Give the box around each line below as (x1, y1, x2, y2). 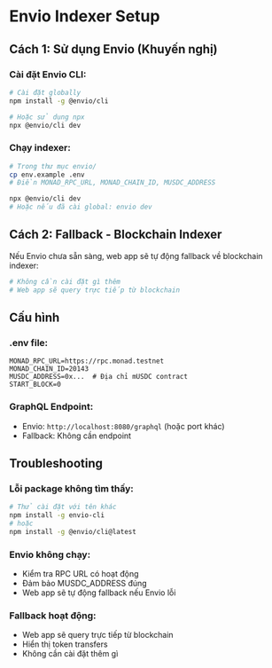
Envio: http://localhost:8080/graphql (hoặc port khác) (21, 420, 225, 431)
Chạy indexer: (9, 142, 71, 154)
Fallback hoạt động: (9, 609, 97, 622)
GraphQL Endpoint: (9, 401, 94, 413)
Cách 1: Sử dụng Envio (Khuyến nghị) (9, 42, 218, 57)
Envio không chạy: (9, 548, 91, 561)
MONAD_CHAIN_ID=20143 (9, 365, 89, 373)
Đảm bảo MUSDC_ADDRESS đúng (21, 578, 148, 589)
